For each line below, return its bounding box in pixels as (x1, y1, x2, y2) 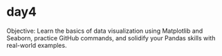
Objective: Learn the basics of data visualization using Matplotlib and (6, 27, 203, 35)
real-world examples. (6, 41, 67, 49)
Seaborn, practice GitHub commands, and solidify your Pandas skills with (6, 33, 216, 42)
